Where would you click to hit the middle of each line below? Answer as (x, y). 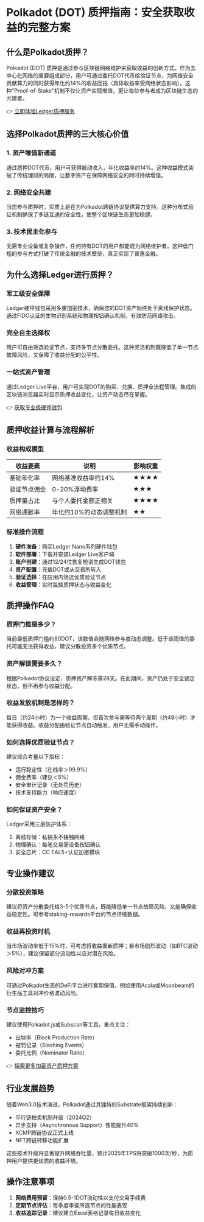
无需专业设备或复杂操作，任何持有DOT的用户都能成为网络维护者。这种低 (97, 246)
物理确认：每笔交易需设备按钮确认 (58, 845)
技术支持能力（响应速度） (47, 793)
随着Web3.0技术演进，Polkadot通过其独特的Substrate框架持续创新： (92, 1104)
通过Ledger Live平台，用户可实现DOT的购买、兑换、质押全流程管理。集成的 (101, 387)
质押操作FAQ (30, 606)
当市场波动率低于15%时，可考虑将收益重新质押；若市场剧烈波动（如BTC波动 (102, 946)
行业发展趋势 (30, 1088)
